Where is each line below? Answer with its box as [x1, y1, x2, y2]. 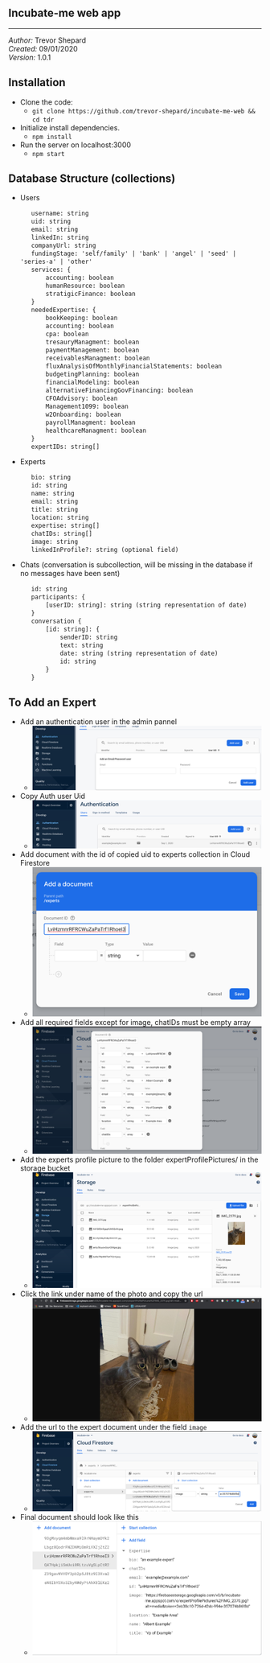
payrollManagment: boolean [45, 418, 136, 427]
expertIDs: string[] [31, 443, 100, 451]
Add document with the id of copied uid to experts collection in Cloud [19, 850, 251, 859]
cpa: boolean [45, 330, 89, 339]
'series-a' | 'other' [19, 257, 92, 266]
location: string [31, 514, 89, 522]
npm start [31, 150, 66, 158]
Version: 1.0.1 [8, 52, 51, 62]
